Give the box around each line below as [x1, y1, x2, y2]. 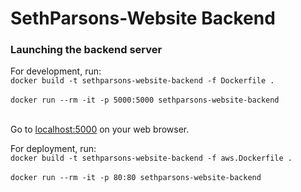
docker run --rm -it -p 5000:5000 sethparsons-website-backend [10, 95, 280, 106]
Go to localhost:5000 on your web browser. [10, 123, 190, 136]
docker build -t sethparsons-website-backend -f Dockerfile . [10, 76, 275, 86]
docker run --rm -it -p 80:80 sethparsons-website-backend [10, 173, 262, 183]
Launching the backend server [10, 43, 163, 57]
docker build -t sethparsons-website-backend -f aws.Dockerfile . [10, 153, 293, 164]
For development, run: [10, 65, 102, 77]
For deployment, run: [10, 143, 97, 155]
